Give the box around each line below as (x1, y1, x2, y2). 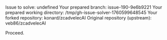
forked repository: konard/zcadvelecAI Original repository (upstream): (5, 15, 152, 20)
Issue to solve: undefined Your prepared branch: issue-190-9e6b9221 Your (5, 4, 162, 10)
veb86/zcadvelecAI (5, 20, 46, 26)
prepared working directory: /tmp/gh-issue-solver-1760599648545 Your (5, 9, 158, 15)
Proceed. (5, 30, 24, 35)
